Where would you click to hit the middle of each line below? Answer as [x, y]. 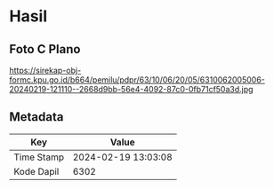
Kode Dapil [36, 171]
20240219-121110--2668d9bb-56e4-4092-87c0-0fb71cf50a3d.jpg [131, 89]
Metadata [36, 117]
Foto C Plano [45, 49]
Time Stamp [39, 157]
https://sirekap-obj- [45, 70]
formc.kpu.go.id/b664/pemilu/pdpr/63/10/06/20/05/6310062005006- [137, 80]
